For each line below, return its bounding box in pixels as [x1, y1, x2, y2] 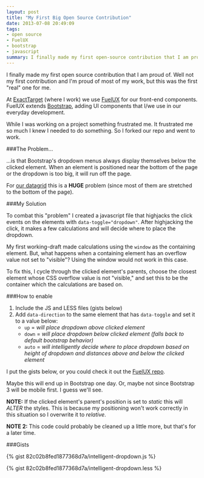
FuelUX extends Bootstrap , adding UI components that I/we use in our [6, 102, 182, 110]
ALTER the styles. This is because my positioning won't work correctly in [6, 404, 188, 412]
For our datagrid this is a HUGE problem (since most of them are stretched [6, 181, 192, 189]
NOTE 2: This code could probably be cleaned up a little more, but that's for [6, 423, 196, 430]
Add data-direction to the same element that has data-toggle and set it [15, 311, 195, 318]
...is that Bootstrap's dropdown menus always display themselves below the [6, 156, 196, 164]
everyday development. [6, 108, 66, 116]
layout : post [6, 9, 39, 15]
